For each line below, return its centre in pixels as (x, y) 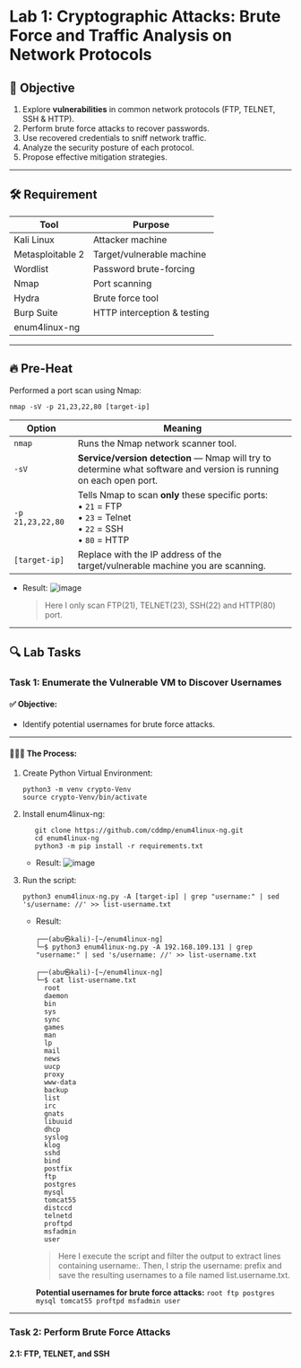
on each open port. (118, 480)
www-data (60, 1083)
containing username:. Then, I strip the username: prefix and (170, 1266)
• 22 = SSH (100, 529)
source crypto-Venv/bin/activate (85, 798)
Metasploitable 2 (49, 254)
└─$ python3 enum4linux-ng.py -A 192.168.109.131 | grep (144, 947)
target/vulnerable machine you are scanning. (172, 566)
